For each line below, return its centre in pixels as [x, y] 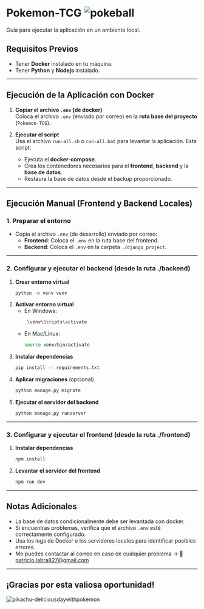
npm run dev [30, 482]
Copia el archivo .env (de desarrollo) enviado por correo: [86, 234]
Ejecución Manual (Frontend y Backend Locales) [100, 203]
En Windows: [41, 311]
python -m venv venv [41, 293]
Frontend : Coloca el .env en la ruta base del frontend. [91, 241]
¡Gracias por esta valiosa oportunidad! [80, 585]
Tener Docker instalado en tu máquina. [64, 63]
